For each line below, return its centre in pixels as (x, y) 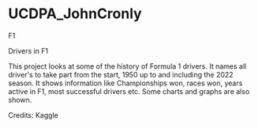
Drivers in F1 (28, 51)
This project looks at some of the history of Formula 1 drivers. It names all (127, 66)
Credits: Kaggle (34, 115)
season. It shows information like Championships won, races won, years (125, 83)
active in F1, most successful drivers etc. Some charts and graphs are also (129, 91)
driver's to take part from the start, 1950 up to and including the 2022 (121, 74)
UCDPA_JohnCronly (75, 14)
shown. (20, 100)
